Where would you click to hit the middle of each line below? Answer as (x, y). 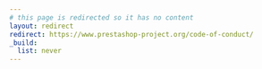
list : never (40, 51)
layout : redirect (42, 26)
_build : (24, 43)
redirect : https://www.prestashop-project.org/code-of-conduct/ (131, 34)
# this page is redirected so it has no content (101, 17)
